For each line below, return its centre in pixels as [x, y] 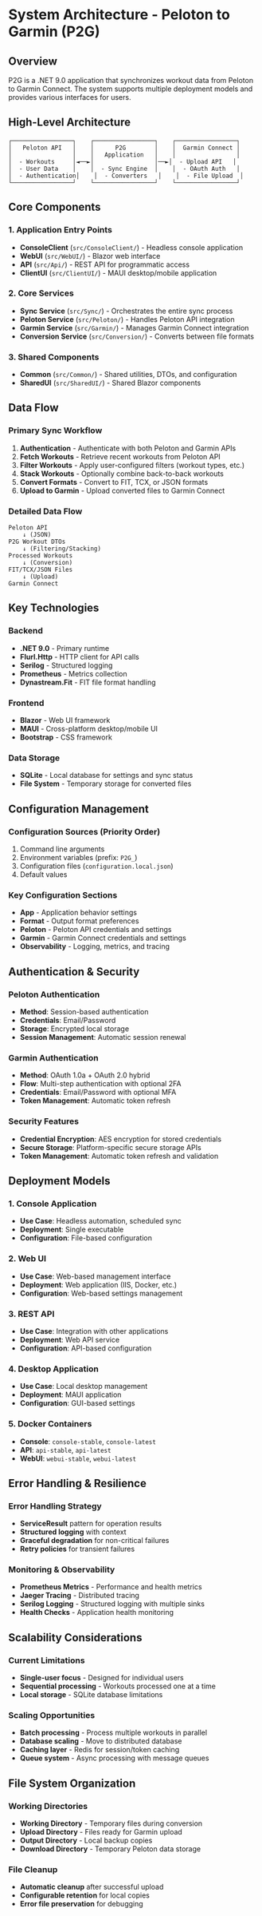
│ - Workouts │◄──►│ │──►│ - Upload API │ [123, 161]
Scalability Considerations [75, 1638]
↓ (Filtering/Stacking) [62, 549]
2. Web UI [27, 1259]
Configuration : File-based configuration [86, 1238]
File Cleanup [33, 1870]
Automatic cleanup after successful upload [92, 1887]
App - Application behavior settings [78, 913]
